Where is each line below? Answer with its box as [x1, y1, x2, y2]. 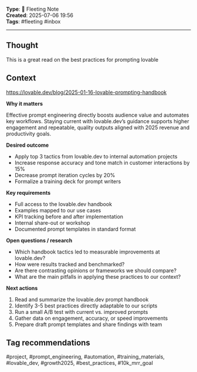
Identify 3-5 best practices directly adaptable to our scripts [14, 302, 158, 309]
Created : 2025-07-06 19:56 [6, 12, 73, 19]
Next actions [6, 285, 38, 292]
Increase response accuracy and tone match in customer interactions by [14, 159, 190, 166]
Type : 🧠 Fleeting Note [6, 6, 59, 12]
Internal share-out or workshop [14, 219, 90, 226]
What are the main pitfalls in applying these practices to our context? [14, 273, 181, 280]
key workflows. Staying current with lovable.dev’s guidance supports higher [6, 117, 189, 124]
